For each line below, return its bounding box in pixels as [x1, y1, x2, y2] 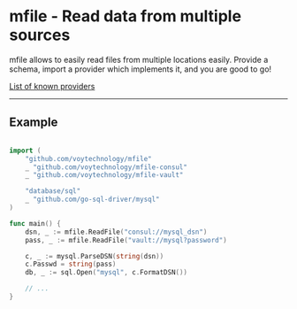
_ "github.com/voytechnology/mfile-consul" [25, 162, 188, 172]
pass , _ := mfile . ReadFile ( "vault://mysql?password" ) [25, 236, 227, 244]
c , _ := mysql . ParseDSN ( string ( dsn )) [25, 251, 164, 260]
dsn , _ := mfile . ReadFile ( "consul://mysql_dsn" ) [25, 228, 208, 236]
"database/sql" [25, 187, 81, 196]
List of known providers [9, 81, 95, 91]
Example [9, 115, 58, 130]
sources [9, 25, 71, 45]
